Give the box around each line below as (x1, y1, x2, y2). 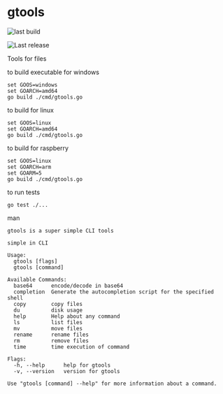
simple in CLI (7, 239, 49, 247)
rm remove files (13, 337, 89, 344)
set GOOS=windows (7, 81, 58, 88)
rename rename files (13, 331, 89, 338)
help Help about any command (13, 312, 120, 320)
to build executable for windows (7, 68, 100, 76)
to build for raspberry (7, 144, 69, 152)
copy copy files (13, 300, 82, 307)
